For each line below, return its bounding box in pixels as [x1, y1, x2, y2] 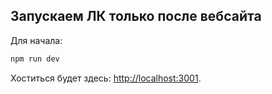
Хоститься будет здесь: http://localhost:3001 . [10, 72, 202, 84]
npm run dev [10, 54, 60, 64]
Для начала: [10, 34, 63, 46]
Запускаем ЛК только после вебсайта [10, 8, 262, 25]
